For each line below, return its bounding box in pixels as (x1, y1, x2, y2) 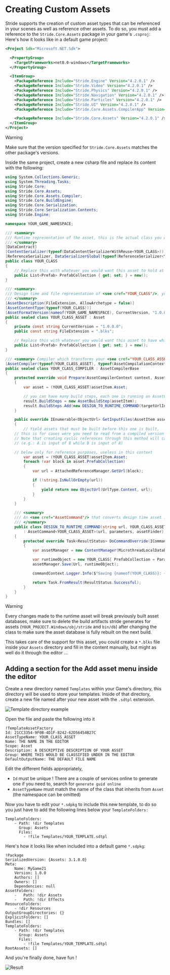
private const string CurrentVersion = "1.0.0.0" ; (14, 324, 123, 329)
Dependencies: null (14, 884, 56, 889)
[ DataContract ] (5, 244, 37, 250)
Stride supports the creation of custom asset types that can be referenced (5, 20, 160, 26)
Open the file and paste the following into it (5, 716, 95, 722)
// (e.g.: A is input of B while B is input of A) (14, 440, 123, 446)
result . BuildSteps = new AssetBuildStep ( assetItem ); (23, 398, 137, 404)
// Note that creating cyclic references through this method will (14, 436, 159, 441)
